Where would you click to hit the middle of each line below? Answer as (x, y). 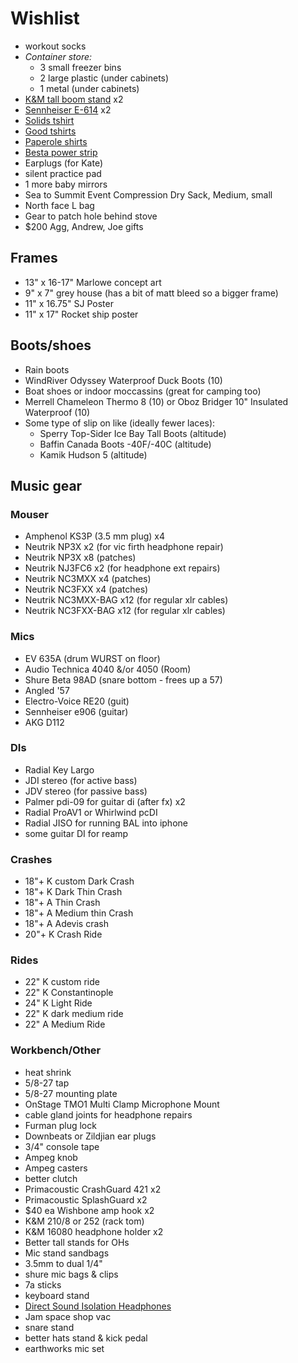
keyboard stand (57, 1295)
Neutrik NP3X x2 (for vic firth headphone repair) (124, 547)
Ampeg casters (56, 1168)
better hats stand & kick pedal (86, 1338)
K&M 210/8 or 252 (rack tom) (84, 1221)
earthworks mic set (64, 1348)
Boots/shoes (51, 345)
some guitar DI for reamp (76, 833)
